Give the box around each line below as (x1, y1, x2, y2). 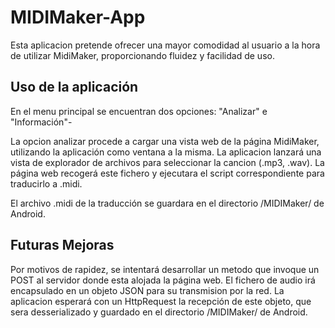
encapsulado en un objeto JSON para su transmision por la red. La (10, 284, 285, 296)
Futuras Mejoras (10, 237, 115, 254)
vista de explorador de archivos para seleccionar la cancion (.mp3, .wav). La (10, 156, 325, 168)
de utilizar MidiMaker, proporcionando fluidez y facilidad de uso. (10, 49, 275, 61)
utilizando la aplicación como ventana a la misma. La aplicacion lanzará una (10, 146, 322, 158)
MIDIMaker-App (10, 6, 146, 29)
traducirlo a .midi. (10, 177, 83, 190)
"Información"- (10, 116, 73, 128)
